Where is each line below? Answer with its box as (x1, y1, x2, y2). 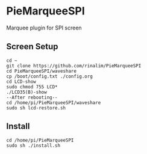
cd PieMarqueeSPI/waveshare (6, 68, 77, 74)
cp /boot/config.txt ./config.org (6, 73, 93, 79)
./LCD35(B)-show (6, 89, 47, 95)
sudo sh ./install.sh (6, 143, 61, 149)
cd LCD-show (6, 78, 36, 85)
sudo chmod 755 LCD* (6, 84, 58, 90)
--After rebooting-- (6, 94, 58, 100)
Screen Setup (6, 42, 58, 52)
